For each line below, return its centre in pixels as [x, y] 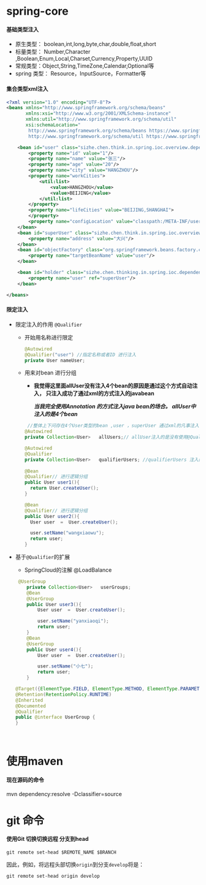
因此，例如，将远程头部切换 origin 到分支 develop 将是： [75, 864]
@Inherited [29, 700]
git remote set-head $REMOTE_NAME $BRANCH [61, 852]
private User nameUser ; [55, 360]
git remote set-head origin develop [53, 876]
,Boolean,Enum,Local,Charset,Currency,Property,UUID [84, 59]
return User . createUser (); [64, 488]
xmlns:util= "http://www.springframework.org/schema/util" [101, 120]
